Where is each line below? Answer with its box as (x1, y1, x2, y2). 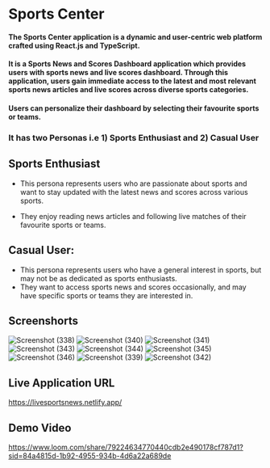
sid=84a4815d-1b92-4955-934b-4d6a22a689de (8, 450, 172, 461)
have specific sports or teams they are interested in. (19, 290, 193, 300)
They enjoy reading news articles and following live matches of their (19, 211, 247, 221)
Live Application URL (8, 376, 115, 390)
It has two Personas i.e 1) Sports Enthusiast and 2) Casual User (8, 132, 260, 143)
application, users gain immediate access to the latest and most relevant (8, 76, 256, 86)
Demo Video (8, 421, 72, 435)
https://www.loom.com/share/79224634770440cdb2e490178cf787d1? (8, 442, 243, 452)
